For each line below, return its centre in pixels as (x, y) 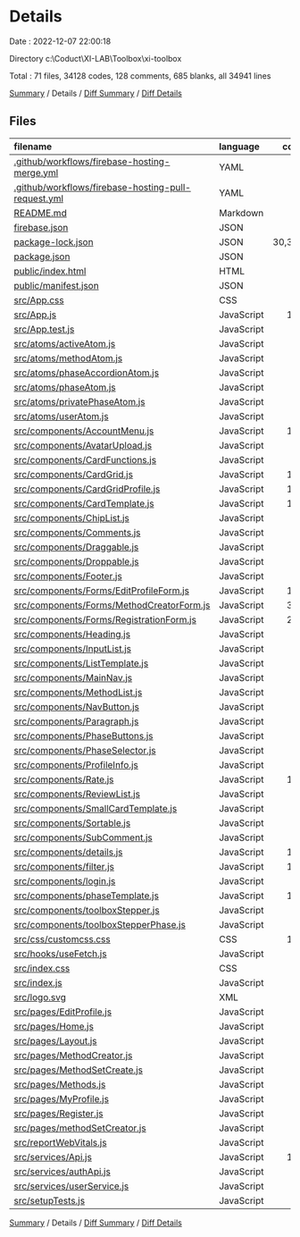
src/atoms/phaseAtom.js (65, 387)
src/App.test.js (44, 329)
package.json (42, 257)
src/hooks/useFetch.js (60, 954)
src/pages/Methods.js (60, 1084)
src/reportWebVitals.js (60, 1142)
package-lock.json (54, 241)
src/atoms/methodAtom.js (68, 358)
